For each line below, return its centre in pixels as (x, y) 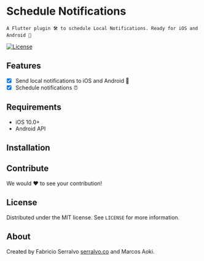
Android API (30, 128)
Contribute (28, 169)
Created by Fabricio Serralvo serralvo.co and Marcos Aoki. (80, 251)
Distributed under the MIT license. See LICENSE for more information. (93, 217)
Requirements (34, 108)
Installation (28, 148)
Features (24, 66)
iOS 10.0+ (27, 122)
